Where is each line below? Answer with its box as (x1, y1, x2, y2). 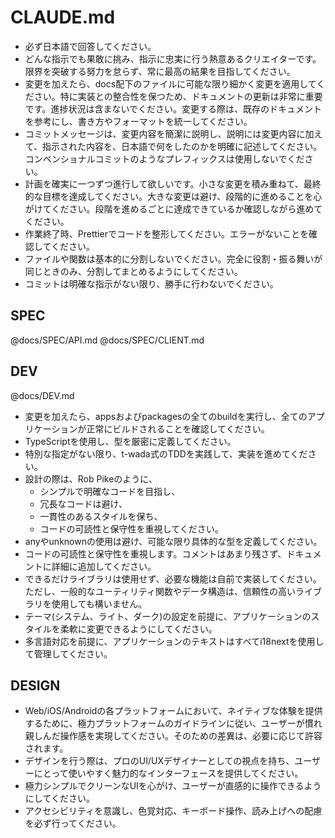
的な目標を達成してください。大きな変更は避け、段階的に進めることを (24, 190, 314, 202)
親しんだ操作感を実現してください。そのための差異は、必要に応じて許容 (24, 730, 323, 742)
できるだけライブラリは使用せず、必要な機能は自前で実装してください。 (24, 572, 322, 585)
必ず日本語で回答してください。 (24, 40, 157, 52)
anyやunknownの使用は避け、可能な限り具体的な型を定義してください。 (24, 535, 323, 547)
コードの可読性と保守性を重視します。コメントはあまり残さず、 (24, 547, 287, 560)
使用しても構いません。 (51, 597, 148, 610)
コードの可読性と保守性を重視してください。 (39, 522, 224, 535)
